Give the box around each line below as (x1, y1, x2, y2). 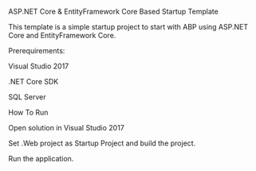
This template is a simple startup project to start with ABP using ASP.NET (8, 22, 249, 31)
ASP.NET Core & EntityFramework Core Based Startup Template (8, 7, 219, 16)
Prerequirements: (8, 46, 65, 55)
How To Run (8, 107, 49, 117)
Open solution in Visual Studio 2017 (8, 123, 125, 132)
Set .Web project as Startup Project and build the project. (8, 138, 196, 148)
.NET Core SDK (8, 77, 59, 86)
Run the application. (8, 154, 74, 163)
